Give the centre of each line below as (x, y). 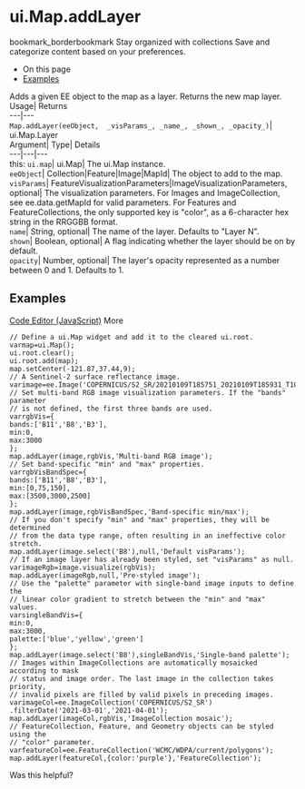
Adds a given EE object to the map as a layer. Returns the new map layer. (146, 96)
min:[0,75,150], (40, 488)
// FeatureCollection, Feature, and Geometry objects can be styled (142, 726)
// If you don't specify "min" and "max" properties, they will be (140, 519)
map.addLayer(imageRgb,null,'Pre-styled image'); (105, 575)
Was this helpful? (42, 774)
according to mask (44, 671)
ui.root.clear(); (42, 353)
